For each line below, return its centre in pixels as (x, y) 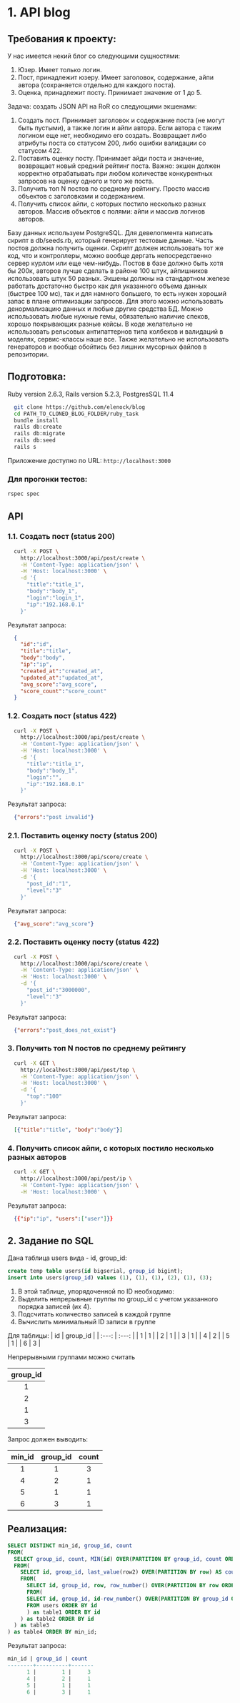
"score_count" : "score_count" (64, 691)
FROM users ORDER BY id (62, 1605)
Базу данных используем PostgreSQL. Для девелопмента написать (110, 233)
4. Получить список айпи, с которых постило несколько (111, 1148)
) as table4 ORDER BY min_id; (52, 1632)
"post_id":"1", (49, 883)
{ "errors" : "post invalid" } (54, 818)
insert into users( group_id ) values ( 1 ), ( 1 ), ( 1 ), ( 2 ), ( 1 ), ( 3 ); (110, 1278)
